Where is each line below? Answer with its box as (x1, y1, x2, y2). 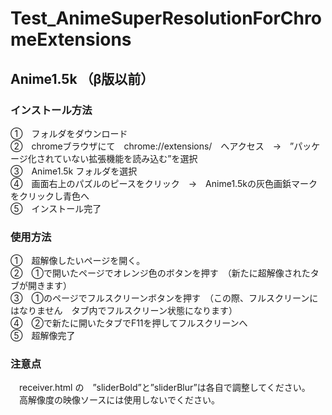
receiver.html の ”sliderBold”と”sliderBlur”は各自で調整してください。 (18, 382, 311, 394)
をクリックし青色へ (10, 190, 90, 202)
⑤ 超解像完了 (10, 330, 76, 342)
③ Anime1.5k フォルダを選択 (10, 165, 138, 177)
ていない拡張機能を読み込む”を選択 (53, 152, 198, 164)
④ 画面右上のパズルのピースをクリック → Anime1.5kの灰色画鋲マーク (10, 177, 318, 189)
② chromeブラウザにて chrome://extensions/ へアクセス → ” (10, 140, 295, 152)
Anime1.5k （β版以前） (10, 70, 155, 87)
